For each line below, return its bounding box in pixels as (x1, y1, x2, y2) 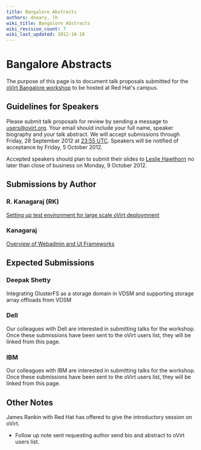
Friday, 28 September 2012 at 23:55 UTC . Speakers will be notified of (6, 137, 179, 144)
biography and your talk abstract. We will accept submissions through (6, 130, 180, 138)
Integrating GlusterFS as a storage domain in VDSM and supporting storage (6, 289, 194, 297)
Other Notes (6, 397, 53, 408)
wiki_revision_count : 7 (6, 25, 66, 32)
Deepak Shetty (6, 276, 51, 284)
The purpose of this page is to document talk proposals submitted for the (6, 78, 188, 85)
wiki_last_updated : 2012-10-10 (6, 32, 85, 38)
